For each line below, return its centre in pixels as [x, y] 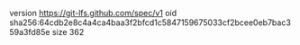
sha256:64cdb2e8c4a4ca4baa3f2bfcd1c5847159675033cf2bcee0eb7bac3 [150, 22]
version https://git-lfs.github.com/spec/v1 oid [93, 13]
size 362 [68, 32]
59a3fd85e [30, 32]
